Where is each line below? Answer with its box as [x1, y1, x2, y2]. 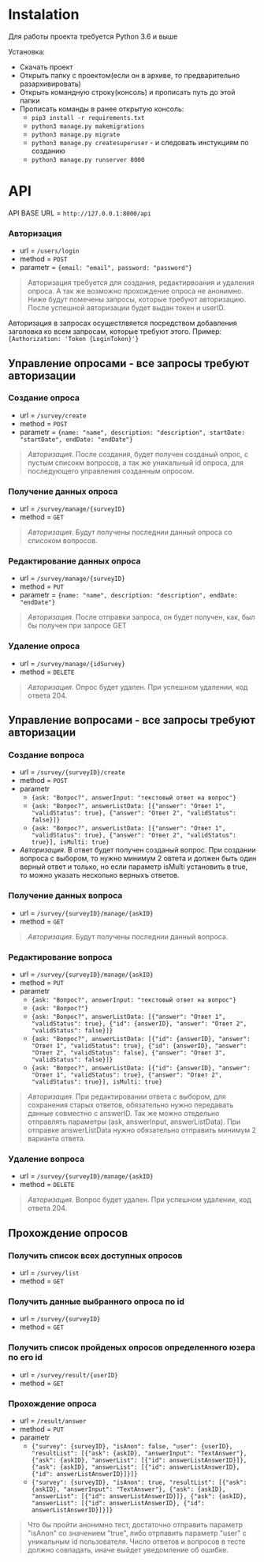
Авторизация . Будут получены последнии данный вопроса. [27, 931, 229, 941]
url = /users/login [19, 246, 80, 256]
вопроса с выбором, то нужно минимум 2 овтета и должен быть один [19, 854, 257, 863]
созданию [31, 146, 65, 155]
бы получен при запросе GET [27, 621, 128, 631]
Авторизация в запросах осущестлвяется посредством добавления [8, 318, 238, 328]
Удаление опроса [8, 641, 80, 652]
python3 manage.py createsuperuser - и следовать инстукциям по [31, 137, 250, 147]
